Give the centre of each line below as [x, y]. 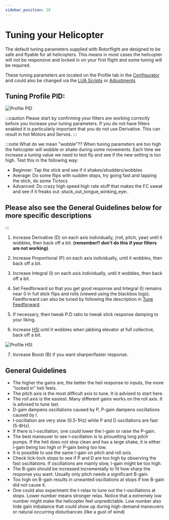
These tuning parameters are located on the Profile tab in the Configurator [82, 75]
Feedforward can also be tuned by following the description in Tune [83, 299]
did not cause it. [29, 485]
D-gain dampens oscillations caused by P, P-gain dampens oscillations [86, 410]
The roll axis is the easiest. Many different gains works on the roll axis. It [88, 399]
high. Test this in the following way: [42, 161]
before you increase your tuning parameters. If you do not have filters [77, 124]
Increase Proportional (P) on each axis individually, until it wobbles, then [87, 258]
